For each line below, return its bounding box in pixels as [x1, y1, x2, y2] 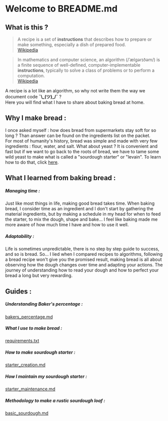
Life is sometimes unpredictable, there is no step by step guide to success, [5, 246, 159, 252]
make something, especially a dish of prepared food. [17, 42, 126, 48]
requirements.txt [5, 338, 39, 344]
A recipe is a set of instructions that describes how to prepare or [17, 36, 152, 42]
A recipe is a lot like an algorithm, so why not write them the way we [5, 88, 145, 93]
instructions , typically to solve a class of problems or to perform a [17, 67, 155, 73]
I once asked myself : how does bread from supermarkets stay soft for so [5, 127, 156, 133]
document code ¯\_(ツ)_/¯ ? [5, 94, 61, 99]
